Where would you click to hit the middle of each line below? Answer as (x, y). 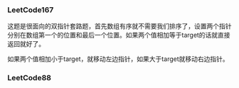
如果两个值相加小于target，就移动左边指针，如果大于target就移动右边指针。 (118, 59)
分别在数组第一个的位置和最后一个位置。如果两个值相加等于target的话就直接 (119, 35)
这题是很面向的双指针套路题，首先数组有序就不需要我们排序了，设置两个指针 (119, 26)
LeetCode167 (31, 10)
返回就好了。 (26, 44)
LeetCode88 (30, 78)
